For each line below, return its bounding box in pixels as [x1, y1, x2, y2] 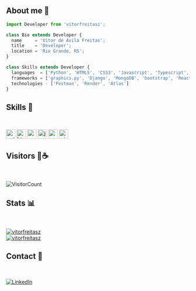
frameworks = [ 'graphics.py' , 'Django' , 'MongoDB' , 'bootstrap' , [11, 75, 174, 81]
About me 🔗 [6, 6, 50, 16]
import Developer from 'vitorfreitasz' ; [6, 21, 106, 27]
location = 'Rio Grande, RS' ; [11, 48, 85, 54]
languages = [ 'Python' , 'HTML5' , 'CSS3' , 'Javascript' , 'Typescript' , [11, 70, 190, 76]
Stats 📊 [6, 198, 36, 208]
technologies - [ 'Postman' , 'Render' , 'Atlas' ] [11, 80, 129, 87]
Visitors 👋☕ [6, 150, 49, 161]
